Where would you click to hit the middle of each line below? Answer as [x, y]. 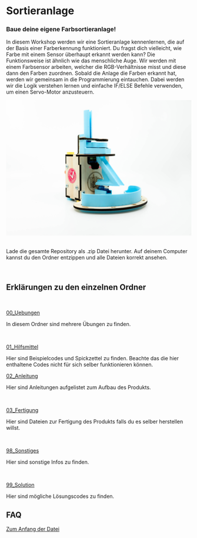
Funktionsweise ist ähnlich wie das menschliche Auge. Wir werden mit [91, 61]
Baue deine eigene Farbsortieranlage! [61, 29]
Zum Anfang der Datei [33, 529]
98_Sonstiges [23, 451]
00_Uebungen [23, 313]
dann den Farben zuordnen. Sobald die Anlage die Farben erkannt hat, [91, 73]
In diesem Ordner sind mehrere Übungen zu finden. [69, 324]
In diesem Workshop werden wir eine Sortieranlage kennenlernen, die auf [95, 42]
